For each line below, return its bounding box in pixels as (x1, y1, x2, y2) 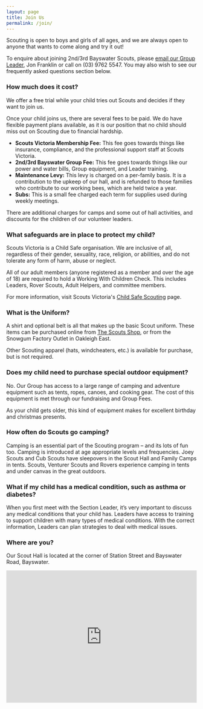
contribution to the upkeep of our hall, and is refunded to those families (14, 178, 193, 185)
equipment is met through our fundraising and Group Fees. (6, 394, 153, 402)
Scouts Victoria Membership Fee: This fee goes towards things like (14, 139, 185, 146)
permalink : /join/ (6, 20, 53, 26)
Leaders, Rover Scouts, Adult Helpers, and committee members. (6, 281, 167, 289)
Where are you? (6, 538, 54, 547)
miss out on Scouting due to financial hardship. (6, 128, 124, 135)
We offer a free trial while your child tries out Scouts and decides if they (6, 96, 185, 103)
